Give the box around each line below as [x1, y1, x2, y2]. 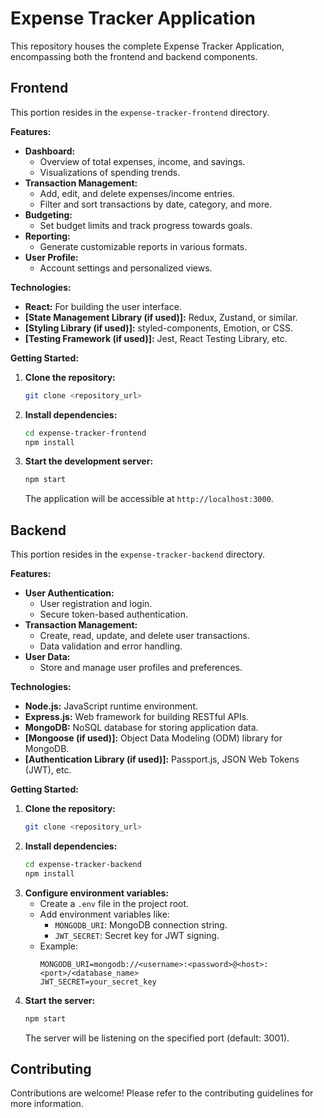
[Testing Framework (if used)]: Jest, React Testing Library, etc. [24, 332, 288, 344]
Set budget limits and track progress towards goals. [39, 219, 253, 231]
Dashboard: [24, 145, 76, 157]
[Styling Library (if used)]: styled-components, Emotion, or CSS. [24, 322, 293, 334]
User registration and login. [39, 598, 153, 610]
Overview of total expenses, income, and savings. [39, 155, 246, 167]
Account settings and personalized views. [39, 262, 213, 274]
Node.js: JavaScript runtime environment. [24, 700, 198, 712]
